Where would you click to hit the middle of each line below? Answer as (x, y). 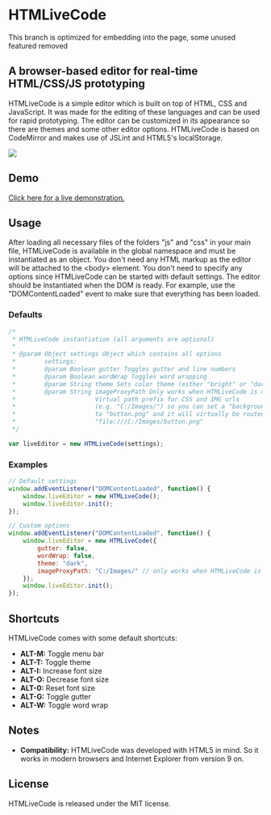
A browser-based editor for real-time (103, 71)
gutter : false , (63, 548)
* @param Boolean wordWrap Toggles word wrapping (109, 376)
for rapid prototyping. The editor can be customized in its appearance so (129, 120)
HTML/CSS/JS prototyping (77, 84)
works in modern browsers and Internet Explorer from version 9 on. (132, 758)
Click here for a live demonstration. (67, 197)
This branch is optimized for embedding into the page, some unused (122, 37)
